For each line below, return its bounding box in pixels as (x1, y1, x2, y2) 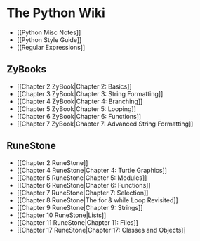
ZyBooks (6, 63, 47, 75)
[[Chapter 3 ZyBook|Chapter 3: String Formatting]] (16, 89, 164, 98)
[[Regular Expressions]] (16, 43, 86, 51)
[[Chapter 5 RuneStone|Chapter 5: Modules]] (16, 174, 147, 182)
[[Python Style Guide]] (16, 35, 82, 44)
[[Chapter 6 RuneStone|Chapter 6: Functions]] (16, 181, 151, 189)
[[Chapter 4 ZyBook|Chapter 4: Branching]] (16, 97, 143, 105)
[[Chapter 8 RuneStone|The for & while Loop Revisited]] (16, 195, 178, 204)
